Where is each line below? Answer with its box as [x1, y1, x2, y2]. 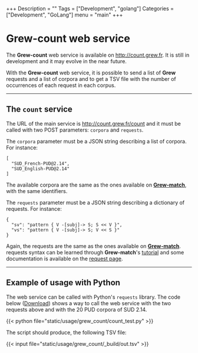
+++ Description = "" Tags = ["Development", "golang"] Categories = [6, 5, 174, 12]
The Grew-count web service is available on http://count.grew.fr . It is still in [6, 51, 190, 58]
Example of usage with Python [6, 277, 121, 288]
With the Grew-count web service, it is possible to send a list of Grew [6, 69, 176, 76]
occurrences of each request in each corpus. [6, 81, 116, 89]
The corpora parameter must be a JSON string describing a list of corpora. [6, 138, 187, 145]
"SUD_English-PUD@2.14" [11, 165, 70, 172]
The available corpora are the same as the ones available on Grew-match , [6, 181, 187, 188]
